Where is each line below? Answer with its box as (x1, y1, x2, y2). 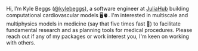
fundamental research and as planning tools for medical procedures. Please (6, 27, 193, 33)
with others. (6, 39, 36, 46)
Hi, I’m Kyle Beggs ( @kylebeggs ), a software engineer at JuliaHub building (6, 5, 190, 12)
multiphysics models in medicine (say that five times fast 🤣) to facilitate (6, 20, 181, 27)
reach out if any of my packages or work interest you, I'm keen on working (6, 33, 190, 40)
